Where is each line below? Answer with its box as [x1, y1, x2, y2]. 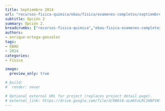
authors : [5, 30, 23, 35]
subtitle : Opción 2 [5, 16, 45, 21]
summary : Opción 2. [5, 21, 45, 26]
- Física [5, 58, 23, 63]
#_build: [5, 80, 23, 85]
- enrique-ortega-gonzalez [5, 35, 60, 40]
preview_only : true [9, 71, 50, 76]
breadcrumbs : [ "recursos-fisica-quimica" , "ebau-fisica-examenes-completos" [5, 26, 164, 31]
